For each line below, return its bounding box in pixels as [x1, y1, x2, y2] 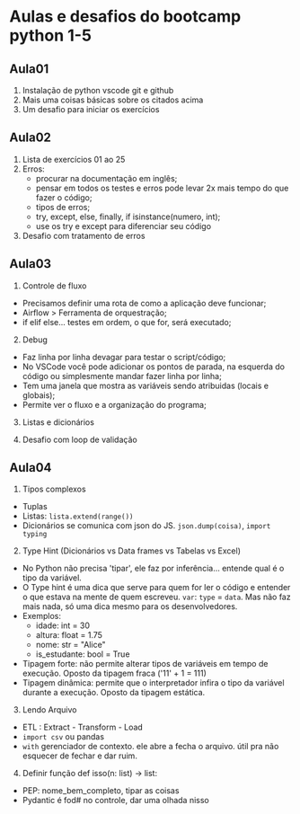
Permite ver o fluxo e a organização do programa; [22, 399, 207, 410]
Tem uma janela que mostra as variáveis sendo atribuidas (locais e [22, 380, 269, 391]
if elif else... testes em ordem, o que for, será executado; [22, 316, 232, 327]
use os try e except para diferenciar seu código [35, 220, 212, 231]
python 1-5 [9, 25, 93, 46]
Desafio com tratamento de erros [22, 230, 146, 241]
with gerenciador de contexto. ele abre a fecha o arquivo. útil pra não [22, 741, 279, 752]
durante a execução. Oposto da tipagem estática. [22, 687, 206, 698]
